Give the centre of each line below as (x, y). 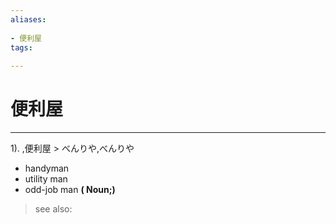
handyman (47, 168)
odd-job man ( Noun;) (70, 190)
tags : (21, 47)
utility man (46, 179)
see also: (53, 209)
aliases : (28, 19)
